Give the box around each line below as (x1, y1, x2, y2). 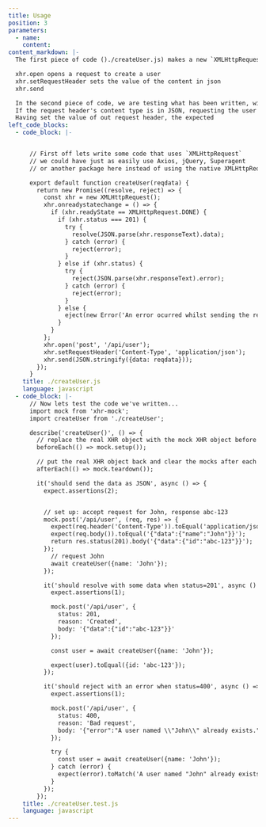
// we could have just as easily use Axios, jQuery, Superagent (28, 157, 246, 165)
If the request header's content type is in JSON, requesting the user (15, 106, 257, 115)
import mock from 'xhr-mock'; (28, 407, 129, 415)
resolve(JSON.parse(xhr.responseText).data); (71, 231, 225, 238)
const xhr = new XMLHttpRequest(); (43, 193, 161, 202)
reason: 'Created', (58, 618, 123, 626)
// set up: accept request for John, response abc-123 (43, 508, 228, 516)
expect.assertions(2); (43, 486, 119, 495)
